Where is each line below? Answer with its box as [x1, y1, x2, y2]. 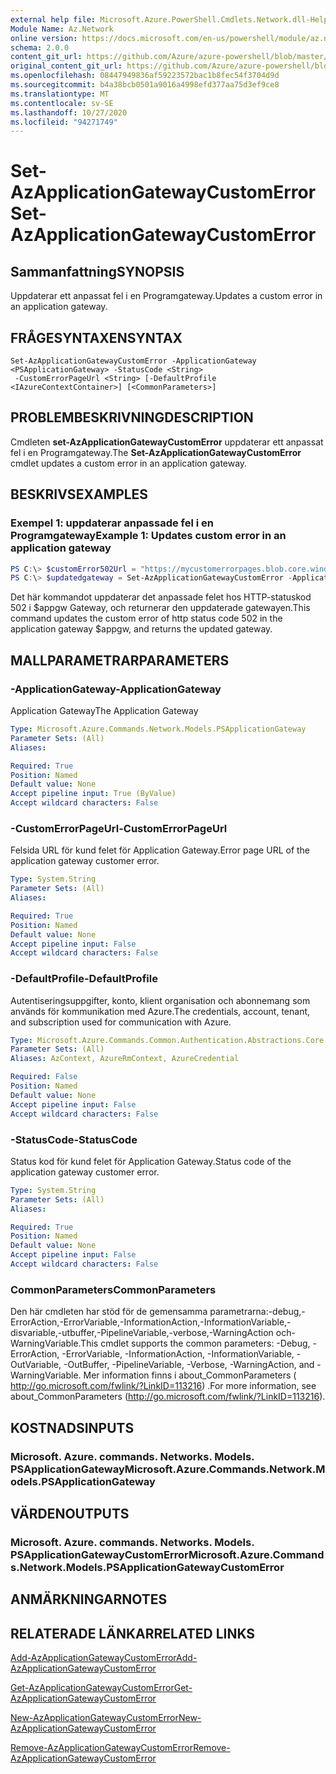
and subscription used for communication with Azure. [10, 1016, 232, 1028]
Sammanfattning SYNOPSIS [10, 263, 185, 280]
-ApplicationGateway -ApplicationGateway [10, 682, 222, 696]
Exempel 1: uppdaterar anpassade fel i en [10, 516, 215, 530]
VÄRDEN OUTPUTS [10, 1505, 130, 1522]
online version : [10, 33, 78, 43]
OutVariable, [10, 1359, 62, 1371]
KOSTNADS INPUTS [10, 1419, 135, 1436]
